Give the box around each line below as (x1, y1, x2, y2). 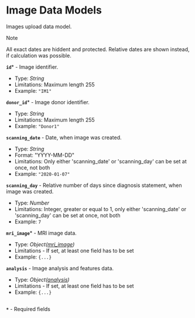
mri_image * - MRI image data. (6, 229, 77, 236)
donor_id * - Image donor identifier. (6, 98, 90, 106)
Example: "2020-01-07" (14, 170, 70, 177)
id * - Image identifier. (6, 63, 59, 71)
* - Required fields (6, 306, 51, 313)
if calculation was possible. (6, 52, 71, 59)
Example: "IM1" (14, 87, 52, 94)
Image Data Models (6, 4, 102, 17)
